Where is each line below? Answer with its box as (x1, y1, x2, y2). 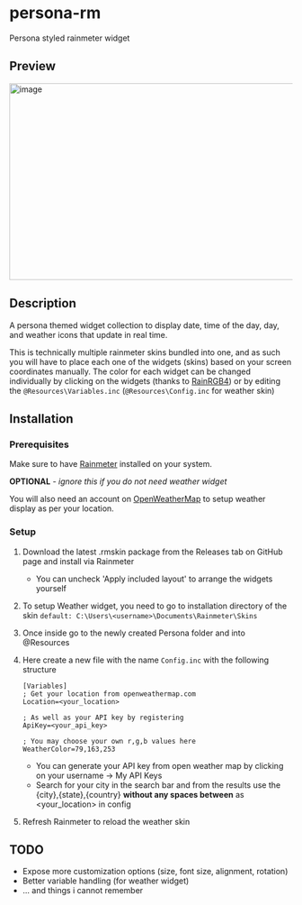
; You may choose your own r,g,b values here (22, 736, 196, 745)
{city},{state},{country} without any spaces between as (35, 789, 244, 800)
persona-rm (9, 3, 102, 23)
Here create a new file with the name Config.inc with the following (22, 654, 270, 665)
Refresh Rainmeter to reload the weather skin (22, 816, 191, 827)
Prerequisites (9, 438, 69, 451)
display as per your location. (9, 503, 114, 514)
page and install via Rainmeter (22, 555, 135, 566)
